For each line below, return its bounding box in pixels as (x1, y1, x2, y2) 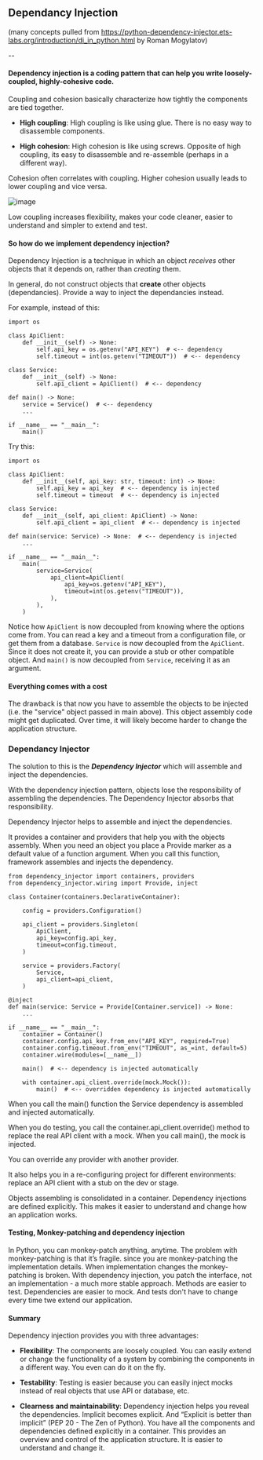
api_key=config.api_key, (36, 934, 118, 942)
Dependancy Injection (8, 6, 119, 20)
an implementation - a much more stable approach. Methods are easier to (8, 1279, 247, 1288)
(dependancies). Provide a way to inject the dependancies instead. (8, 288, 225, 297)
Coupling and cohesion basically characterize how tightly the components (8, 94, 248, 104)
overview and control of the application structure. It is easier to (19, 1435, 224, 1444)
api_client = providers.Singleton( (22, 920, 139, 929)
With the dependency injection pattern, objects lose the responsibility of (8, 785, 242, 794)
